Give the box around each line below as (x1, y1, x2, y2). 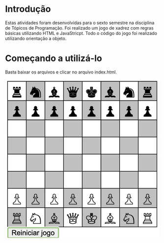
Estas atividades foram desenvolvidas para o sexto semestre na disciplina (5, 20, 155, 26)
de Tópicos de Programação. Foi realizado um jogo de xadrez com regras (5, 25, 154, 31)
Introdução (5, 3, 51, 15)
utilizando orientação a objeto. (5, 35, 67, 41)
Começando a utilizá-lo (5, 53, 102, 64)
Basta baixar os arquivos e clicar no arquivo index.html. (5, 69, 117, 75)
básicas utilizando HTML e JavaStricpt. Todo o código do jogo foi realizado (5, 30, 157, 36)
